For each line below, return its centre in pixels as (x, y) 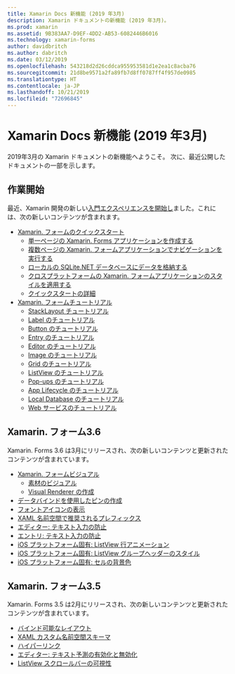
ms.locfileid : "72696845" (45, 99)
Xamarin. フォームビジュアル (58, 474)
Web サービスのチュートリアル (72, 407)
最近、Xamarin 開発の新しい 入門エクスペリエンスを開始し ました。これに (112, 208)
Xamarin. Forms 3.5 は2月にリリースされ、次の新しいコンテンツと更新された (118, 604)
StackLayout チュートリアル (68, 311)
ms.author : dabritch (38, 53)
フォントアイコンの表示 (51, 509)
